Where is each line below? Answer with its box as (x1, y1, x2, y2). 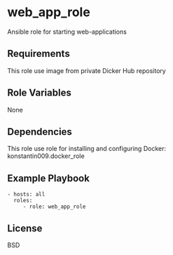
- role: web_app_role (22, 203, 86, 211)
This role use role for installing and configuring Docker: (7, 145, 167, 153)
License (7, 222, 43, 234)
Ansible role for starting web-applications (7, 27, 127, 36)
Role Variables (7, 87, 71, 99)
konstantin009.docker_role (7, 152, 85, 160)
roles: (13, 197, 33, 204)
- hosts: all (7, 191, 46, 198)
